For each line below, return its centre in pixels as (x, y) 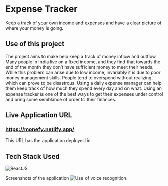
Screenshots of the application (37, 178)
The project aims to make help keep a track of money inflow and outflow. (81, 56)
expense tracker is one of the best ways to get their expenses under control (84, 94)
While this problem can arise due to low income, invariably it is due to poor (83, 72)
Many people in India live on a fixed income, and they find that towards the (83, 62)
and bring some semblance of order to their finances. (61, 99)
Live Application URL (39, 115)
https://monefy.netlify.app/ (40, 129)
